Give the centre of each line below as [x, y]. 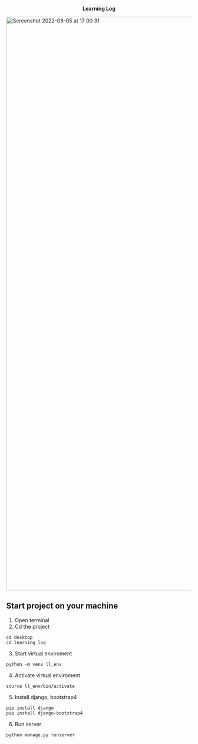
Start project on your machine [62, 606]
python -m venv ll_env [34, 664]
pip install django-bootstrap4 [44, 713]
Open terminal [32, 620]
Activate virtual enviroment [47, 675]
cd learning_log [26, 642]
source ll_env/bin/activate [41, 686]
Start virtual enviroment [43, 654]
